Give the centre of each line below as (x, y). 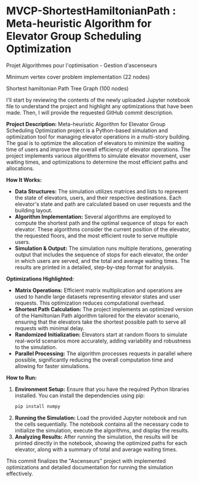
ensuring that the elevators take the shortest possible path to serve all (100, 322)
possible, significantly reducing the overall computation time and (94, 360)
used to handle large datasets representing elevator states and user (97, 296)
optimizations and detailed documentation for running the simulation (90, 467)
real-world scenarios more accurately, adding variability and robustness (103, 341)
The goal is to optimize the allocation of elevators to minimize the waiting (95, 143)
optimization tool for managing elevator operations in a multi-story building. (99, 137)
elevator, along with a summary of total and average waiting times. (96, 449)
